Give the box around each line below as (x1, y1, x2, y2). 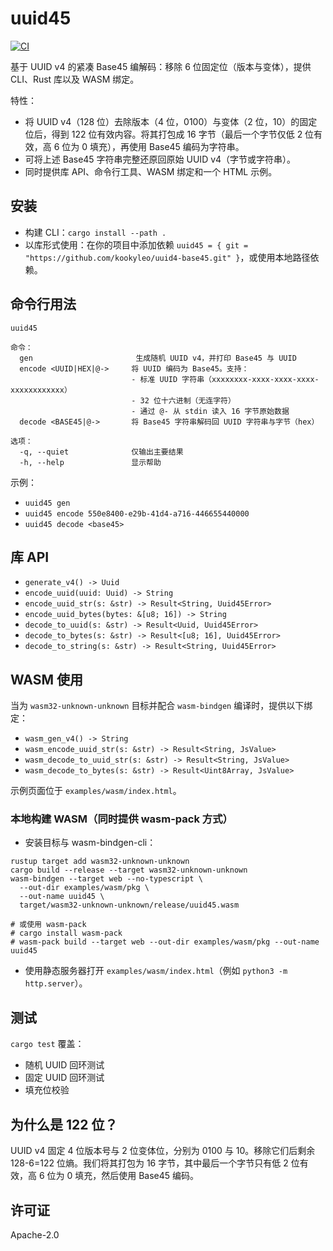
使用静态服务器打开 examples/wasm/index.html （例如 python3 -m (24, 965, 288, 977)
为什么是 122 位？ (10, 1116, 118, 1133)
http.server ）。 (24, 977, 88, 989)
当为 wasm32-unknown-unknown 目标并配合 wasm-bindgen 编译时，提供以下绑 (10, 700, 313, 712)
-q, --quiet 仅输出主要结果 (19, 447, 184, 457)
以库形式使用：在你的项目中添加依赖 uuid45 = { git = (24, 238, 249, 251)
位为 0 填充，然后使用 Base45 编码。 (46, 1170, 200, 1182)
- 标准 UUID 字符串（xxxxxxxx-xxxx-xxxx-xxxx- (131, 374, 320, 384)
